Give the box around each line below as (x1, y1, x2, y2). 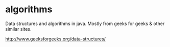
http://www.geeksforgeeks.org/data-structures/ (5, 36, 106, 42)
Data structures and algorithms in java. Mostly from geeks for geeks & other (5, 20, 165, 27)
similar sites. (5, 26, 32, 32)
